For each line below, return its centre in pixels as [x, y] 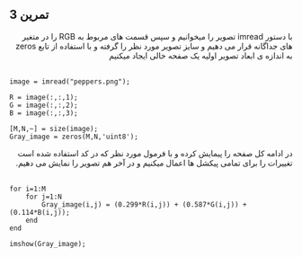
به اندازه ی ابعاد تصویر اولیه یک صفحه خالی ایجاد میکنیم [201, 55]
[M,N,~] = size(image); [54, 128]
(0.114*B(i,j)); [40, 212]
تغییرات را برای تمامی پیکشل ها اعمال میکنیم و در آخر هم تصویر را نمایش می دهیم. [154, 163]
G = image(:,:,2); [44, 105]
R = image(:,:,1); [44, 97]
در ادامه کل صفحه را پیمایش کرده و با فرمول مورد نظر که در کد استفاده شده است [155, 153]
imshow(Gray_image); [48, 244]
